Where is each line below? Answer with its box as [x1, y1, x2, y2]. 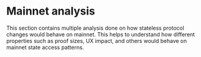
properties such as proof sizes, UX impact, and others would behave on [6, 37, 188, 44]
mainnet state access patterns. [6, 44, 84, 51]
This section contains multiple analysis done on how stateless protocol [6, 24, 185, 32]
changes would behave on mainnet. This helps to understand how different [6, 30, 196, 38]
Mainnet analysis [6, 4, 95, 18]
